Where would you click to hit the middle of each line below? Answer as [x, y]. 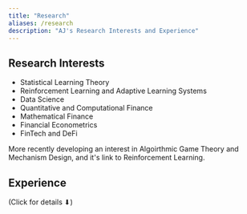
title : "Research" [39, 16]
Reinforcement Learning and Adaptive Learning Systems [113, 91]
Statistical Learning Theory [65, 83]
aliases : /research [41, 23]
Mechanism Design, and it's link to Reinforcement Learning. [107, 158]
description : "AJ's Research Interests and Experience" [103, 30]
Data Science [42, 99]
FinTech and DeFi [49, 134]
